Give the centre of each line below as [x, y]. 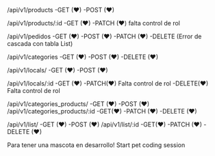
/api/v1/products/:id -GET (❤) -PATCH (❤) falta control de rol [93, 23]
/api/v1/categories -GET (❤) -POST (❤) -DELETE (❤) [83, 57]
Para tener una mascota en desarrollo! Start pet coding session [96, 145]
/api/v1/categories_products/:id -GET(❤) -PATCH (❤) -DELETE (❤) [102, 111]
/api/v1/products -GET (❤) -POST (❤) [61, 10]
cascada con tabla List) [40, 43]
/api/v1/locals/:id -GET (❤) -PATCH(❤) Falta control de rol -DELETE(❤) [108, 83]
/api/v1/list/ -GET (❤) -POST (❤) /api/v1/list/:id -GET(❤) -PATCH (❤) [105, 125]
